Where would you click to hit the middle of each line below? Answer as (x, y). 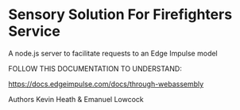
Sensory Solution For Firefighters (120, 15)
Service (35, 31)
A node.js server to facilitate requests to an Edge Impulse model (113, 53)
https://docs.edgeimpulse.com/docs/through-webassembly (106, 84)
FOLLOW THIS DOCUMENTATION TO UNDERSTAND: (95, 68)
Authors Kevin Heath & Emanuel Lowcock (76, 99)
